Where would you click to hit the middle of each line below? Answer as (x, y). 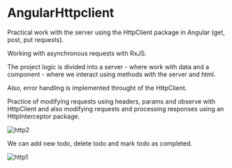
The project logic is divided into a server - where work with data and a (108, 66)
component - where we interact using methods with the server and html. (111, 74)
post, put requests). (36, 39)
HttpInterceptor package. (44, 116)
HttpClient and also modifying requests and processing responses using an (116, 108)
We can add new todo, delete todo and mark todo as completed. (100, 143)
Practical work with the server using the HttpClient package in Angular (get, (116, 32)
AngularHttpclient (61, 13)
